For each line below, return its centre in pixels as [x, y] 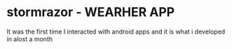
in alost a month [30, 38]
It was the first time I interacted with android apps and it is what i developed [116, 31]
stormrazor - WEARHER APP [91, 12]
